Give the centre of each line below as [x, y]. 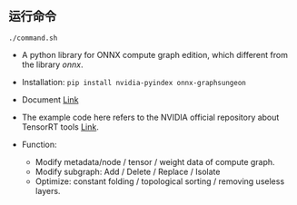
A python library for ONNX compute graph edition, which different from [154, 54]
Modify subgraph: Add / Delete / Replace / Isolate [128, 171]
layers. [48, 190]
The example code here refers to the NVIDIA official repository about [150, 117]
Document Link [50, 99]
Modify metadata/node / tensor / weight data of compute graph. [155, 161]
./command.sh [33, 38]
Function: [39, 144]
